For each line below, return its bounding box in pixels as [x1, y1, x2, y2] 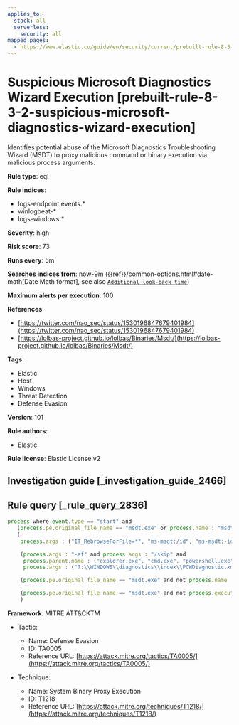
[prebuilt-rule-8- [117, 90, 218, 105]
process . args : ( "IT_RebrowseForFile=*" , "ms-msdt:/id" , [20, 538, 193, 545]
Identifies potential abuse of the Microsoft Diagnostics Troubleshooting [7, 143, 216, 152]
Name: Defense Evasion [28, 636, 99, 645]
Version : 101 [7, 413, 44, 421]
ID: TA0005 [28, 644, 62, 652]
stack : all [14, 17, 46, 24]
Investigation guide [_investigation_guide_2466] [7, 475, 227, 487]
